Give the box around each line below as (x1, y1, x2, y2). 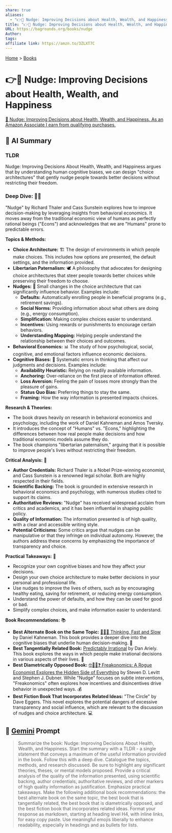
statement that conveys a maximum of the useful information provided (17, 751, 166, 757)
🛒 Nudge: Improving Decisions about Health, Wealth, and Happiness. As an (5, 116, 164, 122)
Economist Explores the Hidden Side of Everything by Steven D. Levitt (12, 669, 160, 675)
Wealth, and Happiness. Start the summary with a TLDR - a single (17, 746, 156, 752)
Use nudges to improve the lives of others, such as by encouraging (12, 585, 155, 591)
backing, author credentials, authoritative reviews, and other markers (17, 778, 164, 785)
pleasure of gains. (20, 383, 59, 390)
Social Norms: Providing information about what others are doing (20, 305, 159, 311)
